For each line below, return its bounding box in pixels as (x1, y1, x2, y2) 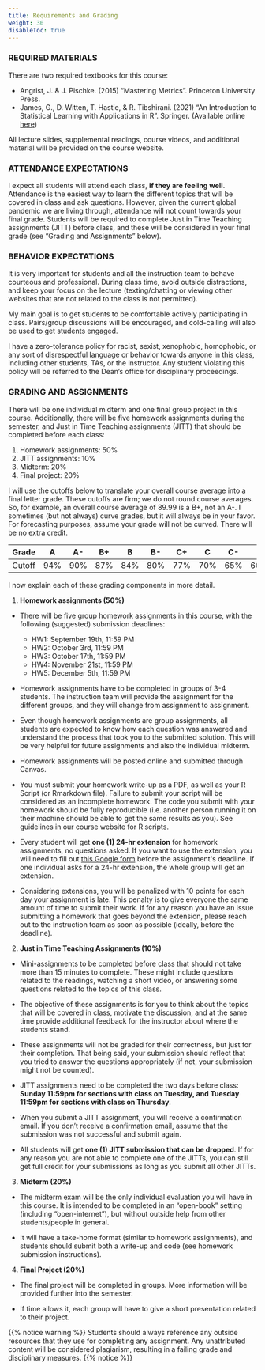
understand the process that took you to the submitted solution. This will (19, 732, 256, 742)
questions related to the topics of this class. (19, 984, 162, 993)
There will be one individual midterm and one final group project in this (8, 404, 238, 414)
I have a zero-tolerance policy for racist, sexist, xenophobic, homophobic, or (8, 342, 256, 351)
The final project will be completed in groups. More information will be (19, 1280, 248, 1289)
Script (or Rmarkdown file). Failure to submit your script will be (19, 788, 223, 797)
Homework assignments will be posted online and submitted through (19, 756, 244, 766)
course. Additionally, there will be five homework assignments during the (8, 413, 245, 422)
